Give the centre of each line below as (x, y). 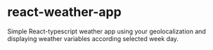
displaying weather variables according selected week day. (93, 38)
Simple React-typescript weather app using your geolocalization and (106, 31)
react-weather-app (64, 12)
